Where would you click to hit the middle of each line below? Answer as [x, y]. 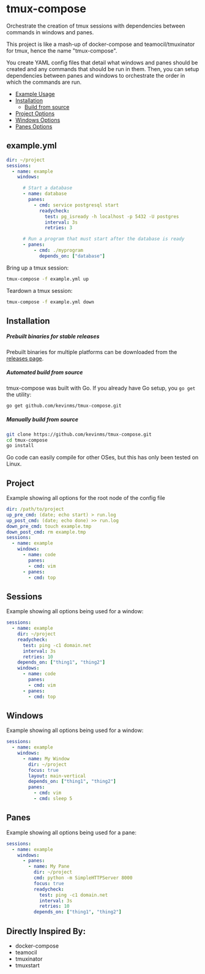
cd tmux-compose [27, 440]
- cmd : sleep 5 [53, 799]
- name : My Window [46, 758]
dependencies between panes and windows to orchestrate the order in [96, 75]
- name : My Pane [49, 866]
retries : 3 [58, 228]
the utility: [19, 395]
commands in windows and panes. [50, 32]
